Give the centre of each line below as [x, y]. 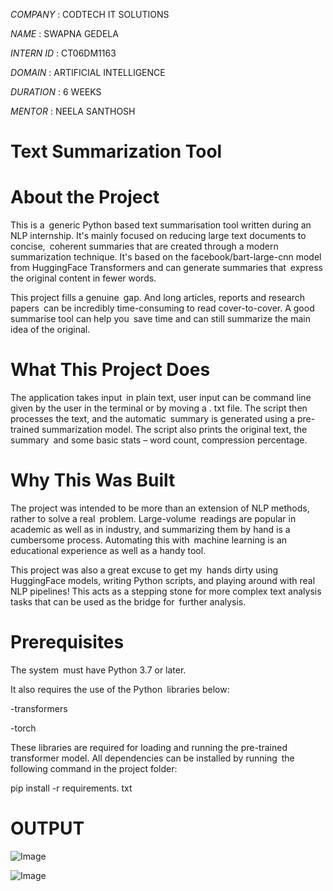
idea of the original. [50, 330]
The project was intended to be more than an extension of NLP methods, [160, 508]
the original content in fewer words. [83, 278]
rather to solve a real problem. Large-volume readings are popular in [153, 518]
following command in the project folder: [94, 768]
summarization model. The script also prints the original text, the [174, 430]
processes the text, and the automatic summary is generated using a [153, 419]
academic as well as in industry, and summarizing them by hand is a [150, 529]
